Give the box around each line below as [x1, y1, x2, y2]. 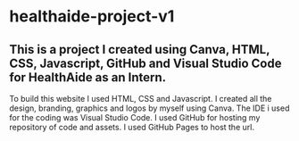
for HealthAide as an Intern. [9, 70, 167, 85]
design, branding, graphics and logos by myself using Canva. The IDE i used [9, 103, 290, 113]
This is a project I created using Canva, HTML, [9, 42, 270, 57]
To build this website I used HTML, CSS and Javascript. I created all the [9, 94, 272, 104]
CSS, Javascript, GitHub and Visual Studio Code [9, 55, 282, 70]
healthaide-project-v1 [9, 6, 175, 27]
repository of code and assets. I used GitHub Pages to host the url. [9, 122, 254, 132]
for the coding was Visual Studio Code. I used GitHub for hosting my [9, 112, 261, 122]
